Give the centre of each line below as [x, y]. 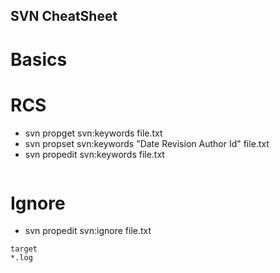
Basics [39, 59]
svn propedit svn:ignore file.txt [88, 231]
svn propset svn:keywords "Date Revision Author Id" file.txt [147, 143]
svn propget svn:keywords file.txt [93, 133]
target [24, 249]
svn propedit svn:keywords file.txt [94, 154]
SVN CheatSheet [64, 16]
